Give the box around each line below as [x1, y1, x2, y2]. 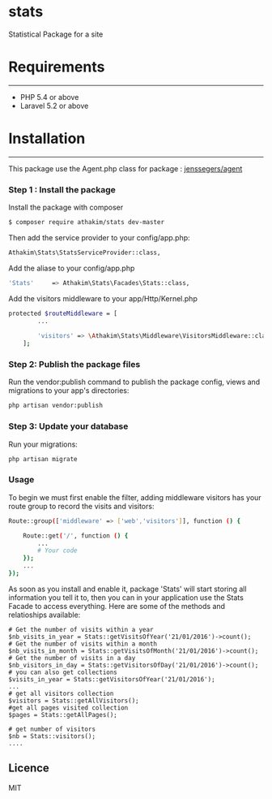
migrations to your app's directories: [8, 386, 130, 395]
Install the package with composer [8, 202, 124, 213]
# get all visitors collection [8, 689, 114, 698]
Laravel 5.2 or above [19, 101, 89, 110]
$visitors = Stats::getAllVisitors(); [8, 697, 139, 705]
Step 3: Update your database [8, 421, 129, 432]
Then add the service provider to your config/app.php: [8, 232, 190, 242]
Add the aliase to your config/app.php [8, 263, 135, 273]
